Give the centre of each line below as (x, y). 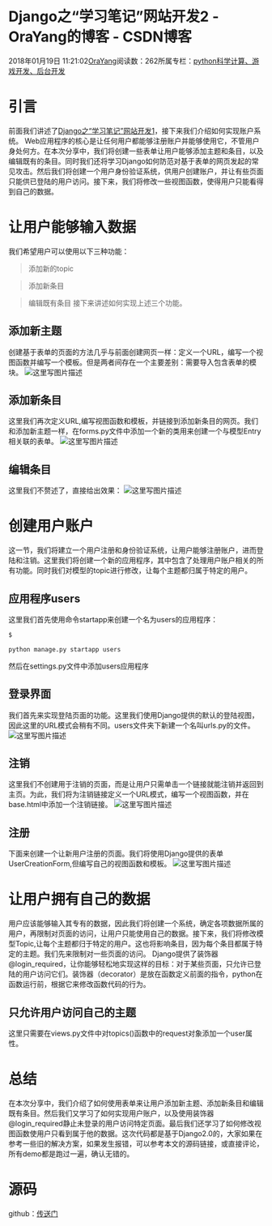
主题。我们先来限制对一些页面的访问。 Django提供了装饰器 (120, 954)
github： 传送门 (33, 1213)
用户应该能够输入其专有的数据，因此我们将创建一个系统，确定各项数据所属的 (136, 924)
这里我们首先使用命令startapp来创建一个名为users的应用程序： (113, 619)
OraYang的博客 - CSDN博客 (100, 37)
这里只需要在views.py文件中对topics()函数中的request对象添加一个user (127, 1033)
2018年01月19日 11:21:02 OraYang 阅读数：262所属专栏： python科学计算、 (130, 61)
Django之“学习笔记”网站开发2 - (114, 17)
